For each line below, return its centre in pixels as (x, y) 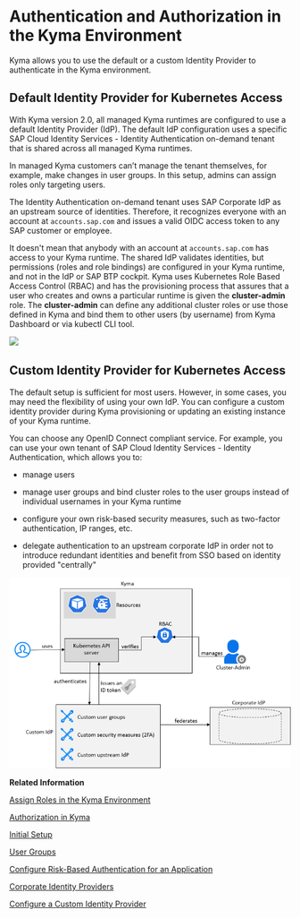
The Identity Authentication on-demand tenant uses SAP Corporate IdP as (145, 202)
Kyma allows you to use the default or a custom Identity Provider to (133, 60)
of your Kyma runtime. (50, 420)
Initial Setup (31, 835)
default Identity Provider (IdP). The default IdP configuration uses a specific (148, 129)
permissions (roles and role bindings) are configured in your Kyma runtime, (147, 267)
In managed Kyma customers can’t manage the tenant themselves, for (138, 165)
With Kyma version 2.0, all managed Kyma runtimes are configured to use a (148, 119)
